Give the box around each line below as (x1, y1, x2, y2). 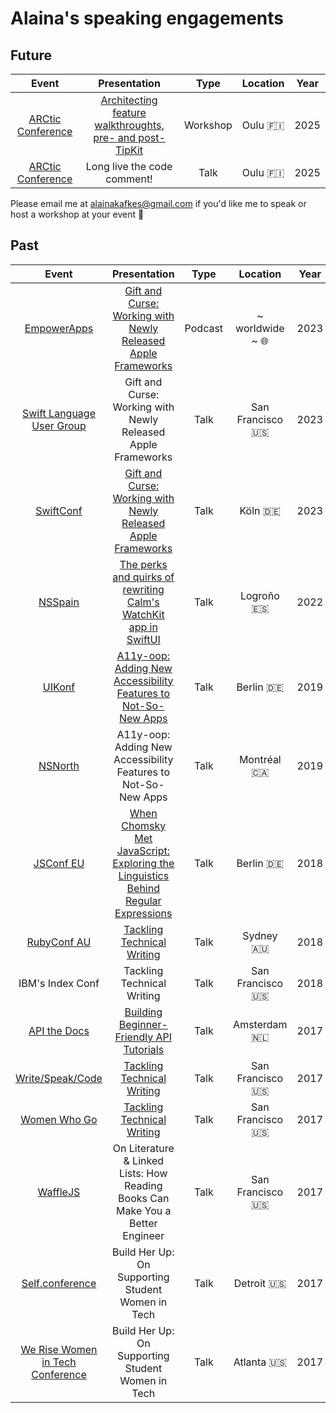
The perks (119, 557, 168, 571)
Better (129, 1216, 158, 1230)
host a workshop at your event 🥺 (10, 208, 145, 220)
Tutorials (123, 1042, 165, 1056)
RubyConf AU (26, 935, 92, 949)
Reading (124, 1178, 163, 1192)
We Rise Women (20, 1342, 98, 1356)
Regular (125, 893, 162, 907)
